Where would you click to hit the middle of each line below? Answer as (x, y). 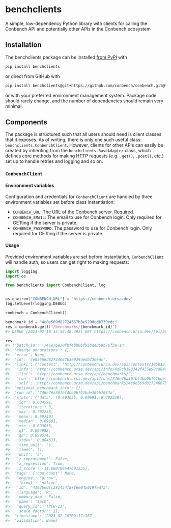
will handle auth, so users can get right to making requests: (67, 262)
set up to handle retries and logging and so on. (54, 161)
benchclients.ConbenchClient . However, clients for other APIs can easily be (84, 145)
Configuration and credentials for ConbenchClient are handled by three (79, 197)
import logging (21, 271)
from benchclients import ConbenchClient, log (55, 285)
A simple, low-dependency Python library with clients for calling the (76, 23)
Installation (23, 45)
